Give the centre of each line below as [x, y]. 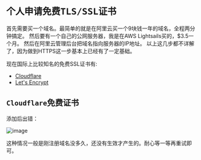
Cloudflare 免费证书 [43, 103]
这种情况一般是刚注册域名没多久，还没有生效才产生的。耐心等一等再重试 [96, 143]
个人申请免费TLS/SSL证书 [61, 12]
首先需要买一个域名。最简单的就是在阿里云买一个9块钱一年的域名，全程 [95, 28]
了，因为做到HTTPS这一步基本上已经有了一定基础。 [71, 51]
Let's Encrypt [32, 82]
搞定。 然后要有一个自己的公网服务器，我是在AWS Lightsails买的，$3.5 [100, 36]
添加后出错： [22, 118]
